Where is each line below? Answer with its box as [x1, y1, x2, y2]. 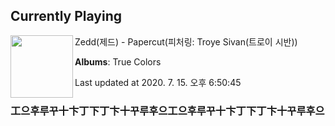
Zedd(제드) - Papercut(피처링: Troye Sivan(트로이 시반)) [74, 35, 298, 48]
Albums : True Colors [74, 55, 162, 68]
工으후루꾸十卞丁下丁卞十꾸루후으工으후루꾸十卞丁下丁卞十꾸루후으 [10, 104, 325, 118]
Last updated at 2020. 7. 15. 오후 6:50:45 [74, 76, 242, 88]
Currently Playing [10, 8, 123, 25]
